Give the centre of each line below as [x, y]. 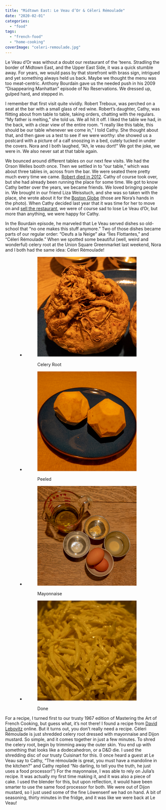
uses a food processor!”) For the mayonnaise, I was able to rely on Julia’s [80, 771]
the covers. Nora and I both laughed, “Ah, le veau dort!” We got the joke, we [83, 146]
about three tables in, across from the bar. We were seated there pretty [78, 171]
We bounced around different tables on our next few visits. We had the [77, 161]
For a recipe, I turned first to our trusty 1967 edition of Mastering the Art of [81, 718]
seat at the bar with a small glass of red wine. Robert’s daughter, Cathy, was [83, 109]
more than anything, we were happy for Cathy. [53, 214]
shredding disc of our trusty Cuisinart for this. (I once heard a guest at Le [80, 755]
